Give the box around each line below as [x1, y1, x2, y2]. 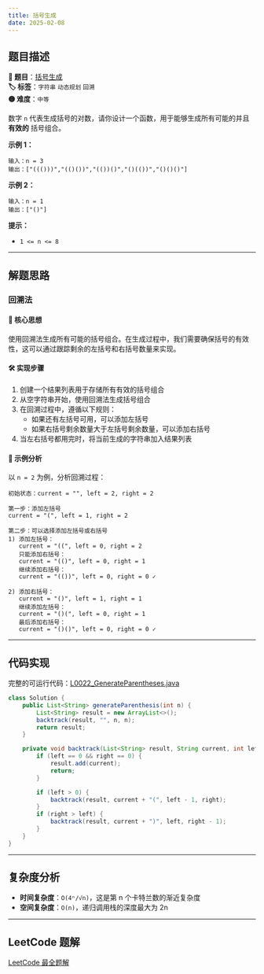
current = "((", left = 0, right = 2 [18, 542, 143, 551]
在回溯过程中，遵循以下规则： [19, 404, 116, 414]
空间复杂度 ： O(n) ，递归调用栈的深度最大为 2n [19, 902, 169, 913]
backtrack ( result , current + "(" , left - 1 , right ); [49, 795, 226, 803]
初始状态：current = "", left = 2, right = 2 [8, 489, 154, 498]
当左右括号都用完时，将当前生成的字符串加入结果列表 [19, 434, 192, 444]
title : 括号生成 [8, 11, 57, 20]
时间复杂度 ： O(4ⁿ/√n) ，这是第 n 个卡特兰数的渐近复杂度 [19, 893, 201, 902]
